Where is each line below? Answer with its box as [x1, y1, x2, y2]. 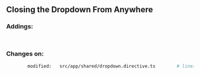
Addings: [6, 22, 34, 31]
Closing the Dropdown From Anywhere [6, 5, 154, 15]
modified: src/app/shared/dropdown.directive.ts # [27, 63, 180, 69]
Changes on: [6, 50, 44, 58]
